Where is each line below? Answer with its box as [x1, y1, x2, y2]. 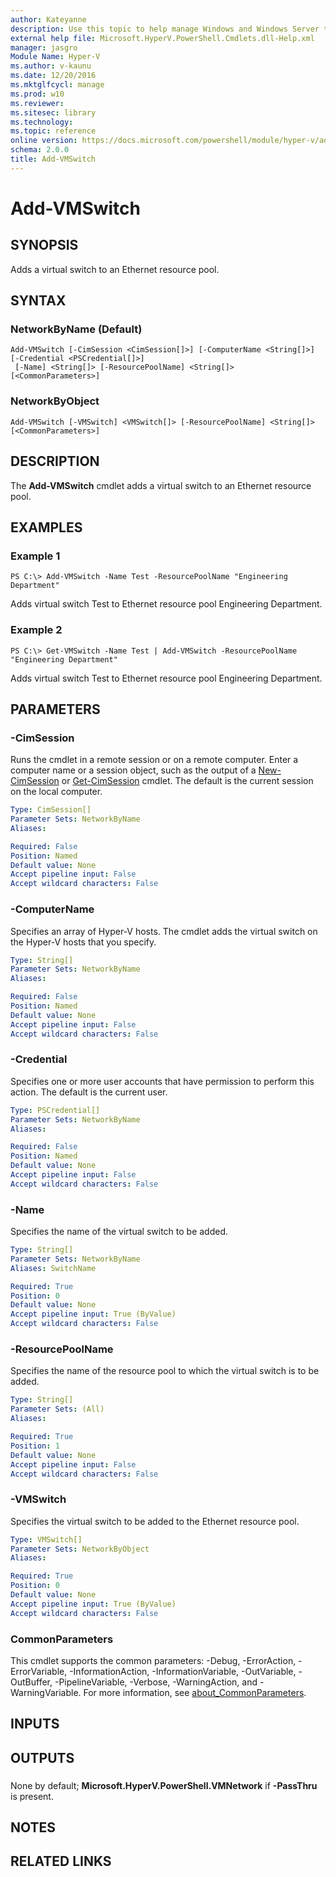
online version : [10, 136, 78, 146]
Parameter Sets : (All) [10, 1404, 105, 1415]
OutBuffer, [10, 1676, 53, 1688]
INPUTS [10, 1716, 60, 1733]
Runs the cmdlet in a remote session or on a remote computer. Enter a [10, 754, 299, 766]
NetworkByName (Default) [10, 322, 143, 336]
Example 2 [10, 623, 63, 637]
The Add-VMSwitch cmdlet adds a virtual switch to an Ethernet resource [10, 479, 312, 491]
